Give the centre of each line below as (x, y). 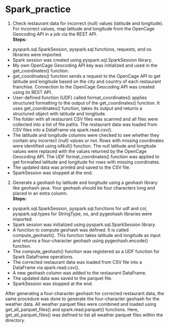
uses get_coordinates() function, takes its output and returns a (77, 108)
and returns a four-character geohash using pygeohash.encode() (80, 241)
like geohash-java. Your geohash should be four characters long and (84, 188)
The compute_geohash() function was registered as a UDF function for (86, 251)
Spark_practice (38, 9)
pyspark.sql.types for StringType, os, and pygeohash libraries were (82, 214)
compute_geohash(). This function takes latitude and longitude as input (87, 235)
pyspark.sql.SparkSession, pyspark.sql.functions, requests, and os (82, 49)
